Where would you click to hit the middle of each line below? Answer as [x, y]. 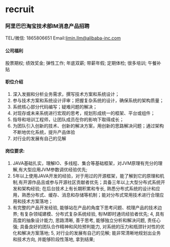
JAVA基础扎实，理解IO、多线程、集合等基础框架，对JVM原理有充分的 [85, 163]
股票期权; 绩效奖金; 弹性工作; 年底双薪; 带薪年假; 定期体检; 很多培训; [76, 63]
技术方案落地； [37, 201]
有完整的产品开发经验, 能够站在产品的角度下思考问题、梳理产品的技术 [85, 208]
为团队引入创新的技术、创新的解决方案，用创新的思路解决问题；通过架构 [88, 126]
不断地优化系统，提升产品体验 [44, 132]
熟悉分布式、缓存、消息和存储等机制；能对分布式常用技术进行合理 [91, 195]
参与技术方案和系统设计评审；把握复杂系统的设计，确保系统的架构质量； [88, 100]
